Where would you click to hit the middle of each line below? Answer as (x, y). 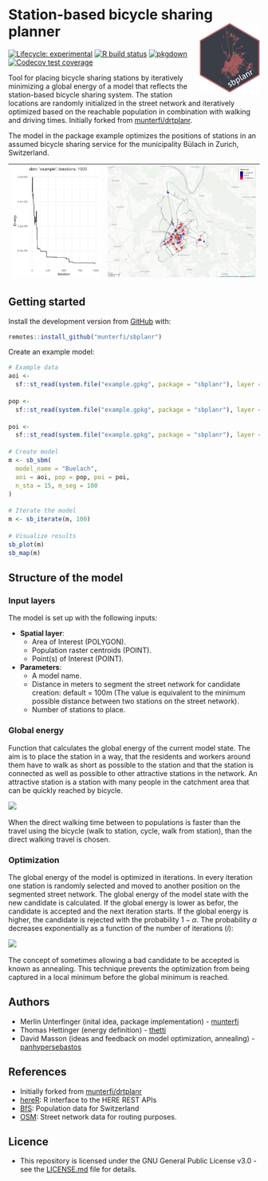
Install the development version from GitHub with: (90, 321)
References (37, 1072)
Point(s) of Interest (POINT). (78, 659)
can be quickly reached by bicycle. (66, 790)
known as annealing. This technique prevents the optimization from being (129, 969)
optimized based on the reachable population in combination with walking (130, 111)
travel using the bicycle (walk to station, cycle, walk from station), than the (130, 830)
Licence (29, 1141)
